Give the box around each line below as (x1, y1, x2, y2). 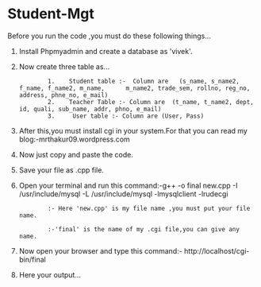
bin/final (18, 254, 47, 264)
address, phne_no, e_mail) (18, 91, 109, 99)
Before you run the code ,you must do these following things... (7, 31, 212, 41)
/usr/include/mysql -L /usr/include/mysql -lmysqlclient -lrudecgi (18, 188, 228, 199)
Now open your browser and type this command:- (18, 246, 183, 255)
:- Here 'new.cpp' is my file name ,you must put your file (48, 204, 251, 212)
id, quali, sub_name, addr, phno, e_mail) (18, 105, 162, 113)
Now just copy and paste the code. (18, 149, 134, 159)
